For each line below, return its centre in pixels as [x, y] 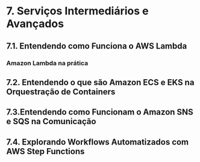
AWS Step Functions [45, 151]
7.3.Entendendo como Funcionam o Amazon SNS [100, 112]
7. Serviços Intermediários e [77, 11]
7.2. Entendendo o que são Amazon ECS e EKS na [100, 82]
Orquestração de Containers [61, 91]
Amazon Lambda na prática [47, 63]
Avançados [35, 24]
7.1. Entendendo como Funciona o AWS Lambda [97, 46]
